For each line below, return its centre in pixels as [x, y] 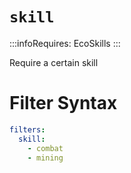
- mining [45, 158]
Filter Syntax [63, 103]
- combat [45, 148]
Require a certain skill [54, 62]
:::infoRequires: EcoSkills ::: [65, 43]
